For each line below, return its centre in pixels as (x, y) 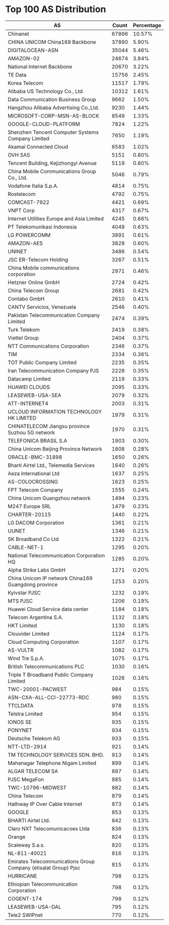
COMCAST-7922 (28, 202)
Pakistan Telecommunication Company (54, 315)
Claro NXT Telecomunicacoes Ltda (49, 829)
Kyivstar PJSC (24, 592)
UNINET (17, 251)
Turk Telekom (24, 330)
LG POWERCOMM (29, 235)
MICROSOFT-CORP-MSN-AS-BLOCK (54, 116)
